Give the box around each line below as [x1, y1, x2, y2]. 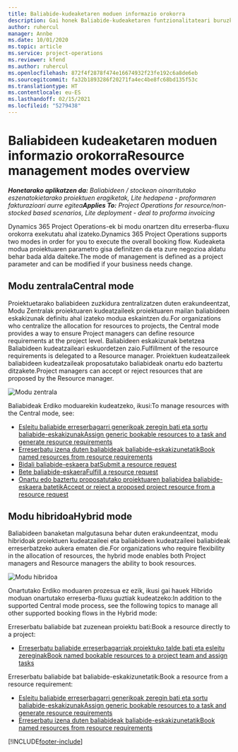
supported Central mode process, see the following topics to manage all [8, 602, 218, 610]
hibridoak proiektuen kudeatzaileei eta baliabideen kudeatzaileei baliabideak [8, 537, 231, 545]
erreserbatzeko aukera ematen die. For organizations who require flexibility [8, 544, 225, 553]
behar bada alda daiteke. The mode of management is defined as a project [8, 252, 223, 261]
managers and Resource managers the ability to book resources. [8, 559, 196, 568]
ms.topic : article [8, 43, 62, 50]
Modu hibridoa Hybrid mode [8, 511, 133, 523]
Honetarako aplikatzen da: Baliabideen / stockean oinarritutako [8, 186, 196, 194]
